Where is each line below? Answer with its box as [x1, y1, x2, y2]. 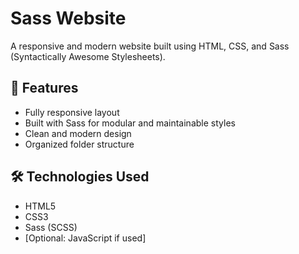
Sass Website [10, 7, 127, 30]
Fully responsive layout [24, 106, 120, 118]
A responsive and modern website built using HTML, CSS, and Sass [10, 40, 290, 52]
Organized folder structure [24, 138, 135, 150]
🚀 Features [10, 80, 79, 97]
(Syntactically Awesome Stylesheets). [10, 50, 166, 62]
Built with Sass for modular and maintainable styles [24, 117, 236, 129]
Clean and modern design [24, 127, 132, 139]
